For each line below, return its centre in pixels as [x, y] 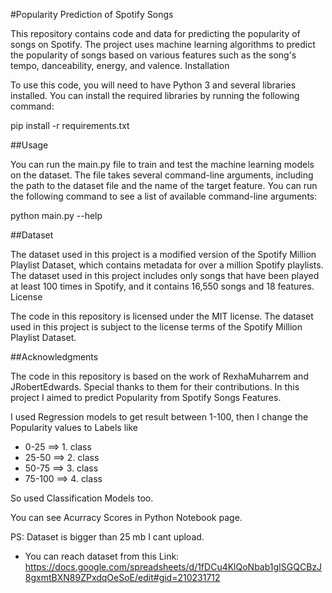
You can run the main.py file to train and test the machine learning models [162, 164]
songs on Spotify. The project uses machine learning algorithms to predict [163, 44]
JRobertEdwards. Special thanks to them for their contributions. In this [155, 387]
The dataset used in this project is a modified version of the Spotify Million [163, 254]
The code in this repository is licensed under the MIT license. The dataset [162, 316]
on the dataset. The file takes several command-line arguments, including [162, 175]
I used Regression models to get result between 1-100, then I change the [159, 417]
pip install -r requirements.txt [70, 125]
